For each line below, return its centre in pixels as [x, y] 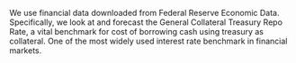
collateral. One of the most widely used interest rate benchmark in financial [148, 41]
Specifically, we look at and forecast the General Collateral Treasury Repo [146, 22]
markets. [26, 51]
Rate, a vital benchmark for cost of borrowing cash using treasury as [136, 31]
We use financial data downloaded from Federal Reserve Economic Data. [145, 13]
